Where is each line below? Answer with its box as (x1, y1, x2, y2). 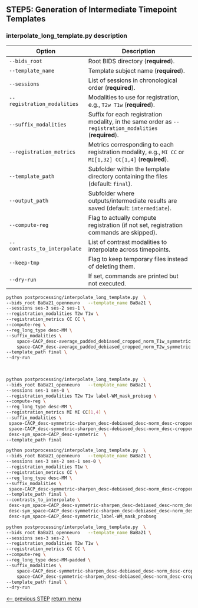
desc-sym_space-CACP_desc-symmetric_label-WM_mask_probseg (8, 513, 157, 519)
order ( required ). (88, 83, 136, 92)
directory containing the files (88, 172, 168, 180)
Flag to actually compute (88, 213, 157, 222)
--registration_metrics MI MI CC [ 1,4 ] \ (6, 409, 107, 415)
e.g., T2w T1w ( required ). (88, 100, 155, 109)
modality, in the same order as (88, 118, 172, 126)
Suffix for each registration (88, 110, 163, 118)
